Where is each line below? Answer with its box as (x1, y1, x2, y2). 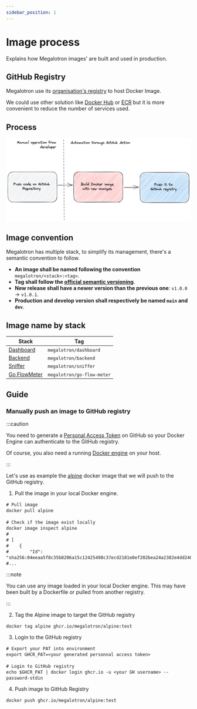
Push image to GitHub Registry (14, 685, 89, 693)
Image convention (6, 233, 74, 243)
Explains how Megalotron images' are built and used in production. (6, 55, 168, 62)
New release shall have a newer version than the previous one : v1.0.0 (14, 285, 188, 292)
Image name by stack (6, 320, 86, 330)
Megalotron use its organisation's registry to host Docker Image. (6, 88, 161, 95)
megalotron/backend (47, 355, 96, 361)
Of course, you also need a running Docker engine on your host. (6, 449, 161, 456)
